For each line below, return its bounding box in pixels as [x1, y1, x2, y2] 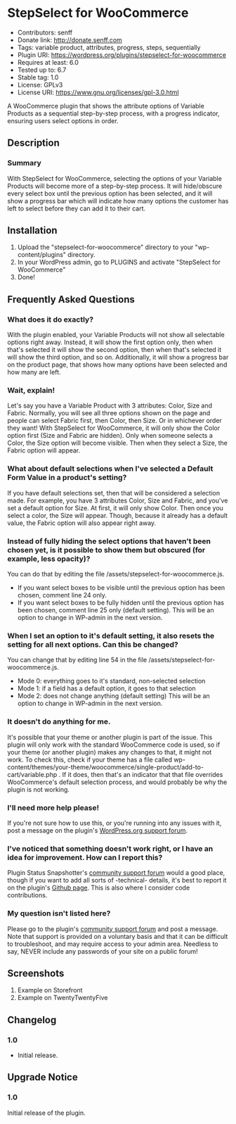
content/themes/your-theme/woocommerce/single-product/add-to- [7, 762, 204, 771]
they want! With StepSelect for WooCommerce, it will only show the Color [7, 424, 221, 432]
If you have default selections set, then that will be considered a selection [7, 488, 220, 497]
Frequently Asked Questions [7, 293, 136, 305]
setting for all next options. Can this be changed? [7, 639, 178, 649]
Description [7, 137, 60, 149]
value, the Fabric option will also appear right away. [7, 519, 157, 527]
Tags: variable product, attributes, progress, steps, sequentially [17, 43, 201, 51]
